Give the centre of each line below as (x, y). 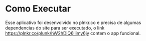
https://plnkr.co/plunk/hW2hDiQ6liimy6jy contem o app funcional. (73, 33)
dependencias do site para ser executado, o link (55, 27)
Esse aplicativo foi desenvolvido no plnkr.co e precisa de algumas (73, 22)
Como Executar (38, 9)
